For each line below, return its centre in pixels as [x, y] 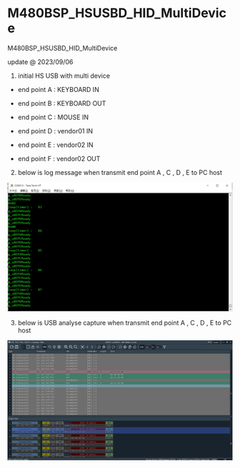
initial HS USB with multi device [64, 76]
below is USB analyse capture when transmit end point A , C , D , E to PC [125, 323]
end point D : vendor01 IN [55, 131]
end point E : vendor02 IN [56, 145]
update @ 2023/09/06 [40, 61]
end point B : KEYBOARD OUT [62, 103]
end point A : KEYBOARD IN [59, 89]
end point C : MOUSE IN [53, 117]
